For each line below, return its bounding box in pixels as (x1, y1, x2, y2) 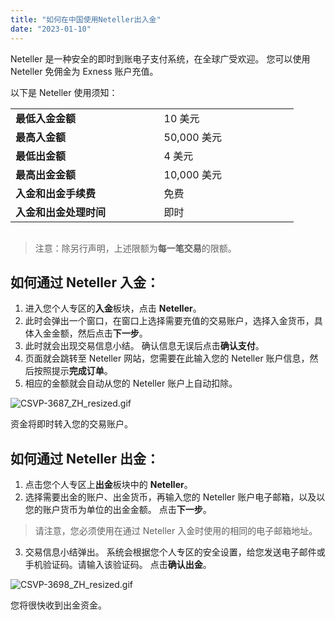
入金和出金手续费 (15, 186, 97, 200)
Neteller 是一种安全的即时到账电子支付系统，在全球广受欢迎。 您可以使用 (10, 52, 311, 65)
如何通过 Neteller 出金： (10, 450, 160, 467)
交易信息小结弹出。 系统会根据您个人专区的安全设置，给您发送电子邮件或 (24, 546, 326, 558)
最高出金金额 (15, 167, 77, 181)
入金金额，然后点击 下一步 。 (33, 327, 148, 340)
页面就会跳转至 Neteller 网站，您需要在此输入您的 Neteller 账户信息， (24, 352, 310, 365)
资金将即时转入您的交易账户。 (10, 418, 133, 430)
